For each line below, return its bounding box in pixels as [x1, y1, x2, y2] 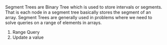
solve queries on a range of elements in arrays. [5, 20, 102, 25]
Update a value [12, 34, 44, 40]
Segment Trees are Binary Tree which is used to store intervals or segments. [5, 4, 163, 10]
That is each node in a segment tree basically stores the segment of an [5, 9, 151, 15]
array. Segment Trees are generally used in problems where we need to [5, 15, 153, 20]
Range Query [12, 29, 40, 35]
